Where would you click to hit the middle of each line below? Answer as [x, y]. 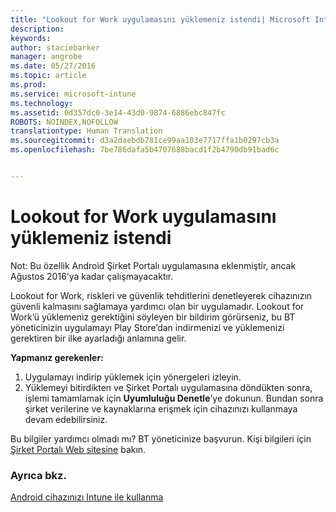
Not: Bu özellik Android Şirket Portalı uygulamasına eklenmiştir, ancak [153, 265]
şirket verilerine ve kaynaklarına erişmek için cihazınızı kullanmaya [161, 408]
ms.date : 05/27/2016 [53, 66]
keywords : [31, 38]
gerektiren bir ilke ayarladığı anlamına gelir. [98, 338]
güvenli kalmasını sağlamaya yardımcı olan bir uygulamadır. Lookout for [157, 306]
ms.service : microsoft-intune [73, 94]
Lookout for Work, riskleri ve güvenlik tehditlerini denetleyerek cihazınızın [161, 295]
